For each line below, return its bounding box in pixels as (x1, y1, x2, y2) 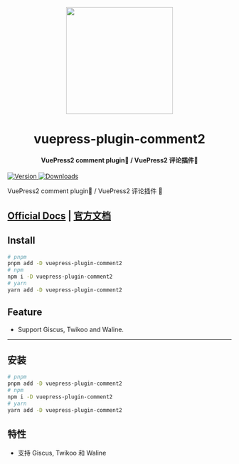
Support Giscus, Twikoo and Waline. (17, 325, 124, 334)
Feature (7, 306, 43, 319)
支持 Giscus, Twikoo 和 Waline (17, 448, 107, 457)
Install (7, 234, 36, 247)
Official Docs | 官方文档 (7, 210, 112, 222)
